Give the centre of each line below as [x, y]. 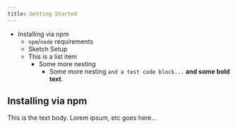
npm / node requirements [60, 41]
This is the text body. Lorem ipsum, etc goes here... [82, 118]
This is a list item [53, 56]
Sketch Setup [48, 49]
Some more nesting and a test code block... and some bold [139, 71]
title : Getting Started [42, 14]
